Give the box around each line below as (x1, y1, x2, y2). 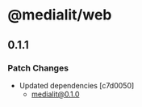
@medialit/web (7, 6, 112, 24)
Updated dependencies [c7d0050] (19, 80, 135, 90)
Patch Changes (7, 62, 69, 74)
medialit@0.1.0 (31, 89, 80, 99)
